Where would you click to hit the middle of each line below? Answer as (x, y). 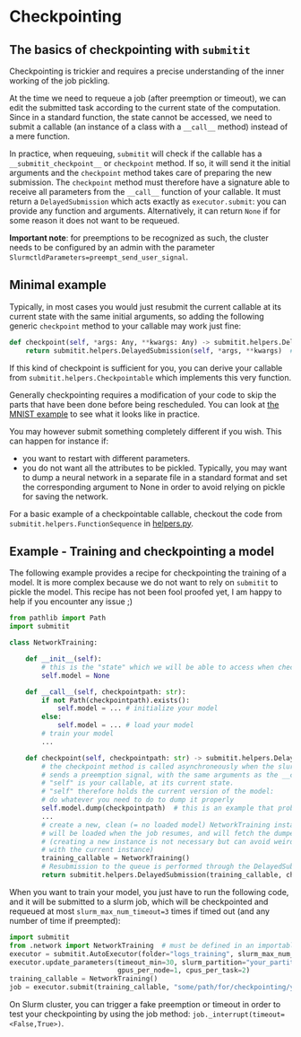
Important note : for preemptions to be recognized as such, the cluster (139, 238)
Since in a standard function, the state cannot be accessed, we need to (141, 117)
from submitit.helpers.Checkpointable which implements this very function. (150, 377)
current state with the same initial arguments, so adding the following (137, 316)
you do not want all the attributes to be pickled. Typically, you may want (155, 468)
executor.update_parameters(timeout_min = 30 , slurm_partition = (128, 962)
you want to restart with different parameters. (106, 458)
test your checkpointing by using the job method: (100, 1014)
